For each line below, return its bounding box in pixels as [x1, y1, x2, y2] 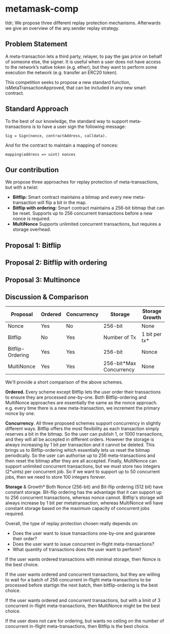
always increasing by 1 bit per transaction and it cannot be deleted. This [5, 442, 155, 448]
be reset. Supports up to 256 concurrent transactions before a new [12, 210, 153, 217]
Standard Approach [5, 105, 69, 113]
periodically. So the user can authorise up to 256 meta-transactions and [5, 452, 155, 458]
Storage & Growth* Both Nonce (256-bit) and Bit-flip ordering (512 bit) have [5, 484, 163, 490]
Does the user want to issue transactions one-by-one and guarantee [12, 530, 156, 536]
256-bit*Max [103, 360, 137, 367]
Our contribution [5, 165, 59, 174]
